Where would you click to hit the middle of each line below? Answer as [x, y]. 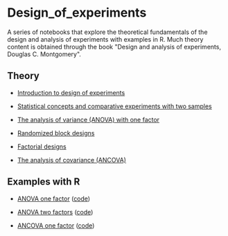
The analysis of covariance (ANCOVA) [72, 160]
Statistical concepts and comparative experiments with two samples [115, 106]
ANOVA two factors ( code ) [55, 212]
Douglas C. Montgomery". [44, 54]
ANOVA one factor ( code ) [54, 199]
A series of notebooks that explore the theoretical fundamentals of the [107, 32]
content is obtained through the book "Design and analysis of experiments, [114, 47]
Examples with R [44, 182]
